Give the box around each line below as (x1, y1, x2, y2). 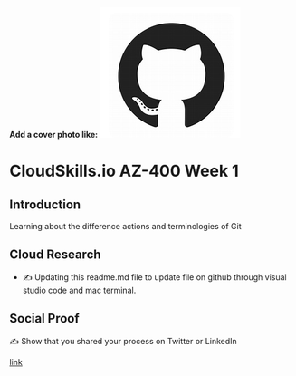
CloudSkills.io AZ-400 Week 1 (9, 161, 240, 181)
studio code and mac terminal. (22, 284, 137, 295)
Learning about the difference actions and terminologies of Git (9, 221, 242, 231)
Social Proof (9, 311, 80, 326)
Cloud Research (9, 247, 101, 263)
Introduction (9, 197, 81, 212)
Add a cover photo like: (9, 130, 99, 140)
